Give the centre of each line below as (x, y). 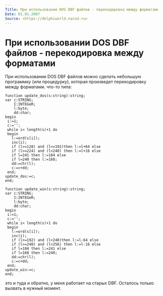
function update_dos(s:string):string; (45, 96)
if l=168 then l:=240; (34, 253)
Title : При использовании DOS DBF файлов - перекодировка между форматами (82, 9)
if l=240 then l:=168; (34, 160)
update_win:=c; (20, 270)
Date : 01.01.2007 (23, 14)
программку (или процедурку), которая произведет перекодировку (76, 82)
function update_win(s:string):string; (45, 189)
